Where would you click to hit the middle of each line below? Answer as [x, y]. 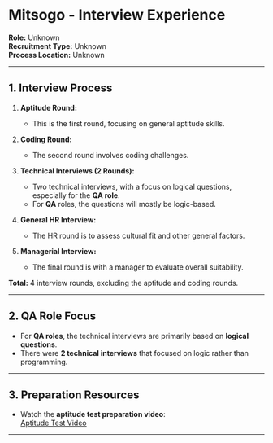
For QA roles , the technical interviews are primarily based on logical [134, 336]
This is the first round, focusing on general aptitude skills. [128, 123]
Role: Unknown [34, 37]
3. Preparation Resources [74, 395]
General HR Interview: [58, 219]
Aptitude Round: [48, 107]
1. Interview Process [61, 88]
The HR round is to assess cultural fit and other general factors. [139, 235]
